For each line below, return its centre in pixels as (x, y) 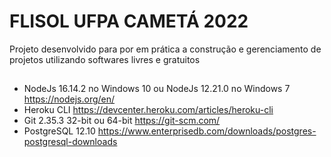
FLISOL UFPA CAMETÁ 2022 (129, 21)
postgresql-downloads (70, 142)
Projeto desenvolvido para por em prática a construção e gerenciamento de (165, 49)
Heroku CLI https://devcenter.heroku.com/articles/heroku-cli (148, 110)
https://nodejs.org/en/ (69, 99)
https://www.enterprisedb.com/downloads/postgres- (207, 131)
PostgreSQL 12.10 (59, 131)
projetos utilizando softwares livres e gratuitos (105, 59)
